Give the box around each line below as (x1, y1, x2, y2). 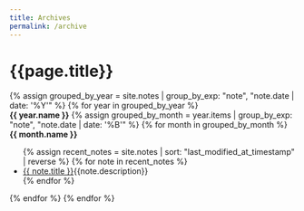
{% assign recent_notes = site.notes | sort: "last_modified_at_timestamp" (22, 147, 295, 158)
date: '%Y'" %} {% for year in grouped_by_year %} (9, 101, 199, 111)
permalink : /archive (9, 22, 88, 31)
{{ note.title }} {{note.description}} (22, 166, 149, 177)
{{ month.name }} (9, 129, 78, 140)
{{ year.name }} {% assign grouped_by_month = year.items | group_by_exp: (9, 110, 293, 120)
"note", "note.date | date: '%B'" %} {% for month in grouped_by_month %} (9, 120, 288, 130)
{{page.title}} (9, 61, 113, 82)
